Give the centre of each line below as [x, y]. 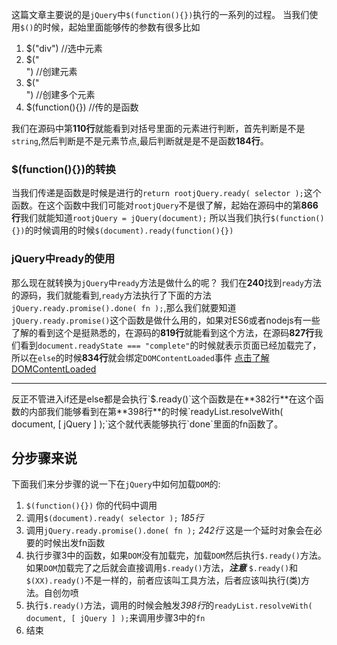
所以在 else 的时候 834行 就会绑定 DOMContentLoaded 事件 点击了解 [140, 357]
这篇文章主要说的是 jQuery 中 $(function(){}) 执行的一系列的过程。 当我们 [160, 14]
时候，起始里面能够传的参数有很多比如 [121, 27]
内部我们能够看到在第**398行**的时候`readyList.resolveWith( [156, 411]
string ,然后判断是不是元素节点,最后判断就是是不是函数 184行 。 [140, 141]
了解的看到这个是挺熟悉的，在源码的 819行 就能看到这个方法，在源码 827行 [163, 332]
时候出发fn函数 [74, 543]
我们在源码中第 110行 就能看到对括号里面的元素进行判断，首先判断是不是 [158, 128]
